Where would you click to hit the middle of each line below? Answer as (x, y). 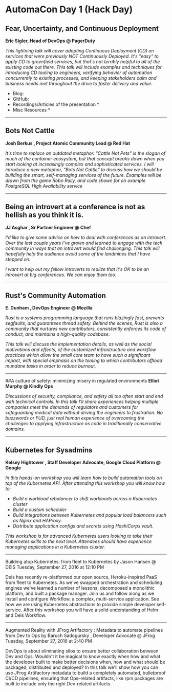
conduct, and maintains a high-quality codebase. (58, 334)
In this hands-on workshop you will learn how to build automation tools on (84, 478)
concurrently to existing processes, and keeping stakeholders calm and (81, 78)
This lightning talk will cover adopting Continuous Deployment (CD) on (80, 51)
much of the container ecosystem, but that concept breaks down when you (85, 158)
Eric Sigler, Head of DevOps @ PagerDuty (50, 41)
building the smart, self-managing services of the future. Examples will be (83, 175)
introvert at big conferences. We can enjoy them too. (61, 275)
